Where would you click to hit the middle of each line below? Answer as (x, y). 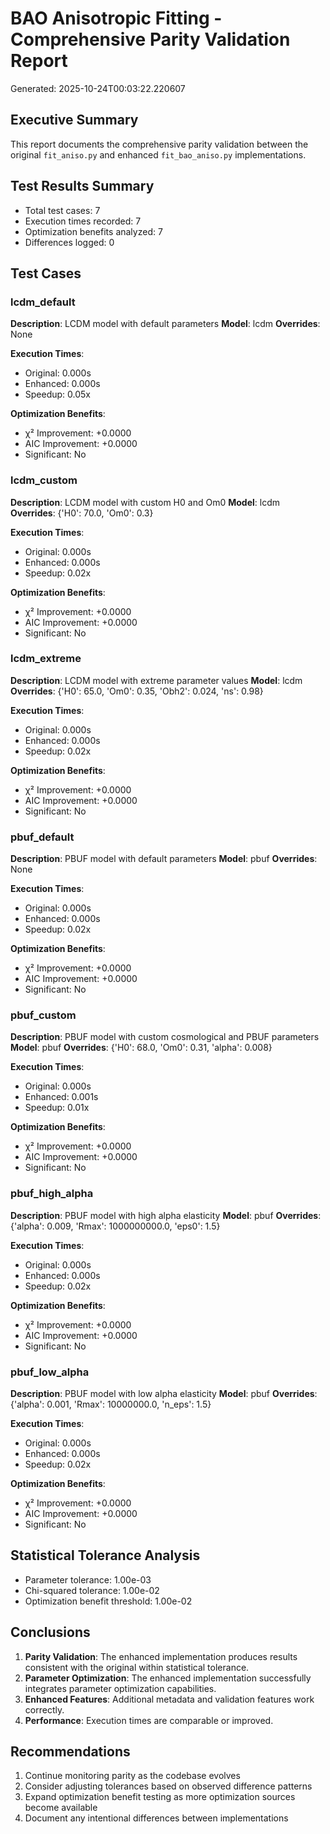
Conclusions (50, 1632)
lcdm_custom (44, 480)
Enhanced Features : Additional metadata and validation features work (169, 1699)
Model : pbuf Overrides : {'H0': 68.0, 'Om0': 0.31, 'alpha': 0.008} (141, 1048)
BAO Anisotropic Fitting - (116, 18)
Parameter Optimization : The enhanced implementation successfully (168, 1678)
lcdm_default (43, 302)
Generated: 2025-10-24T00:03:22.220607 (98, 88)
